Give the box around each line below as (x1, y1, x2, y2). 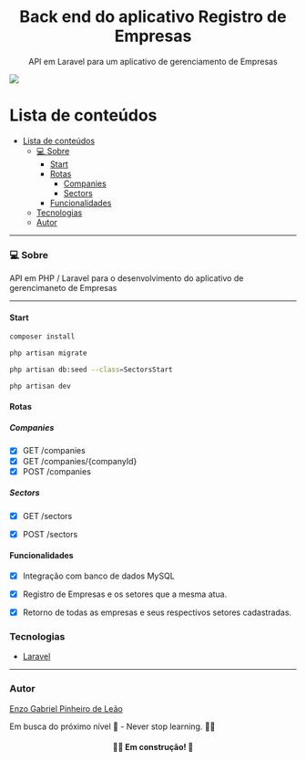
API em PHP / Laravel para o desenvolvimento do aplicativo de (9, 273, 244, 284)
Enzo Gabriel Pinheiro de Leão (9, 703, 123, 714)
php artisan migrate (9, 349, 88, 358)
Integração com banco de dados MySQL (22, 570, 175, 581)
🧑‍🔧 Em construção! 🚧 (112, 742, 194, 753)
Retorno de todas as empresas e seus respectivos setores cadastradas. (22, 607, 292, 618)
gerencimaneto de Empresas (9, 283, 117, 294)
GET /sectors (22, 510, 73, 521)
